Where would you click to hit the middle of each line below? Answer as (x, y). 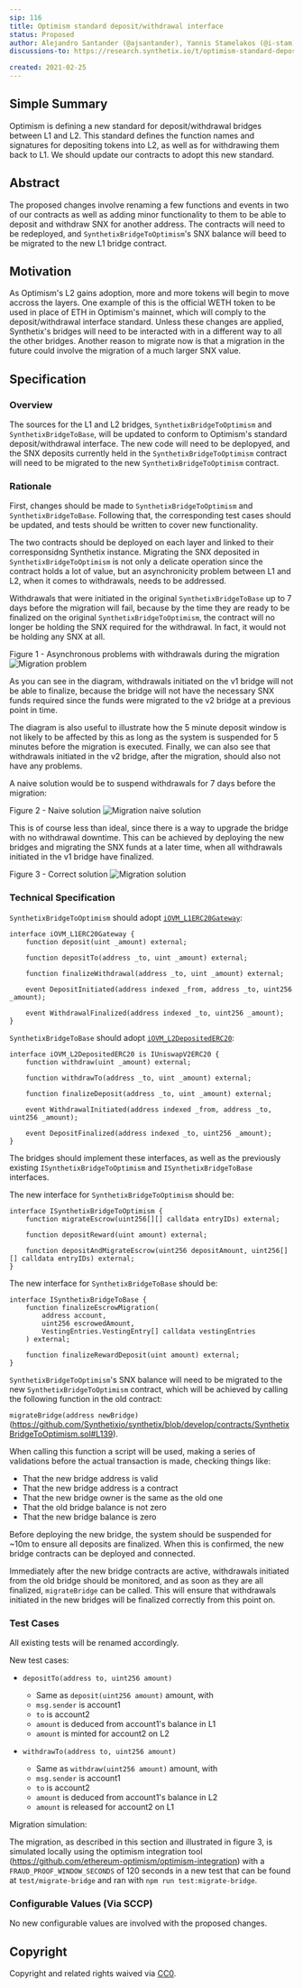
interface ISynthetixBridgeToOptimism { (87, 1211)
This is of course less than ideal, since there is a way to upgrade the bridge (149, 828)
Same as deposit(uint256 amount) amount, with (124, 1695)
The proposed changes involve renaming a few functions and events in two (149, 205)
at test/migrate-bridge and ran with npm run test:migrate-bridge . (133, 1881)
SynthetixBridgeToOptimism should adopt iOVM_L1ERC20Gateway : (126, 917)
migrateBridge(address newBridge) (74, 1415)
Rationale (31, 487)
